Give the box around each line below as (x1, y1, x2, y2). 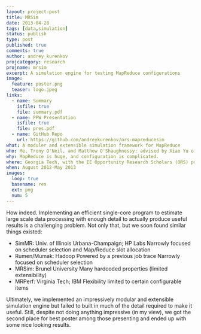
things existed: (6, 228, 42, 235)
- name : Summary (11, 98, 52, 104)
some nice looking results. (6, 321, 71, 328)
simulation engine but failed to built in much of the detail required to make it (6, 302, 193, 309)
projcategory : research (6, 59, 66, 65)
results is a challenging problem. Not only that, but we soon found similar (6, 221, 187, 229)
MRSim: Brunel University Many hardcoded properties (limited (14, 265, 168, 272)
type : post (6, 37, 33, 42)
